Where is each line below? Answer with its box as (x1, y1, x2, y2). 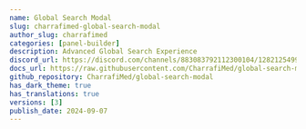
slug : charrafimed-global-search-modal (9, 22, 161, 31)
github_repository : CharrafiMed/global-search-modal (9, 73, 214, 82)
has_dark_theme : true (9, 81, 92, 90)
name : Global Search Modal (9, 13, 112, 23)
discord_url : (9, 55, 59, 64)
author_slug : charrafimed (9, 30, 107, 39)
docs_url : (9, 64, 47, 74)
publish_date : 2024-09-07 (9, 106, 107, 115)
